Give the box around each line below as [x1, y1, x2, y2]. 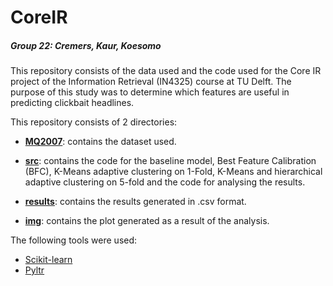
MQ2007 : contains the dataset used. [24, 136, 177, 148]
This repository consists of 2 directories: [10, 116, 178, 128]
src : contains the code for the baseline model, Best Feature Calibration [24, 155, 317, 167]
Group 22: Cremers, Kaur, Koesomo [10, 39, 162, 51]
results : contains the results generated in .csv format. [24, 196, 247, 208]
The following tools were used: [10, 234, 138, 246]
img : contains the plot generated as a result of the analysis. [24, 215, 270, 227]
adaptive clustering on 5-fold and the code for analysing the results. [24, 176, 306, 188]
